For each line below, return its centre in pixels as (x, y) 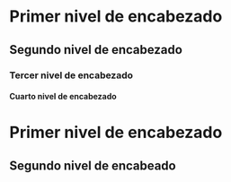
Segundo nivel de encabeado (93, 165)
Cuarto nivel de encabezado (63, 97)
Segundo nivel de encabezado (96, 50)
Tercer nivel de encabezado (71, 75)
